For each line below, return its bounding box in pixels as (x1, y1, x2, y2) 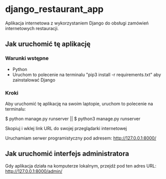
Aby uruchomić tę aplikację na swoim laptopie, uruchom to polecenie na (5, 100, 154, 106)
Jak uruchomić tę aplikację (5, 40, 91, 48)
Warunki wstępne (5, 55, 49, 62)
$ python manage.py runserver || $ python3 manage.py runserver (5, 115, 141, 121)
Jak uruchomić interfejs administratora (5, 149, 130, 158)
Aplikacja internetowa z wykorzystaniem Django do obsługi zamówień (5, 20, 149, 26)
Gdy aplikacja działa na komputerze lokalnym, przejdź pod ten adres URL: (5, 162, 157, 168)
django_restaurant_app (5, 3, 104, 15)
